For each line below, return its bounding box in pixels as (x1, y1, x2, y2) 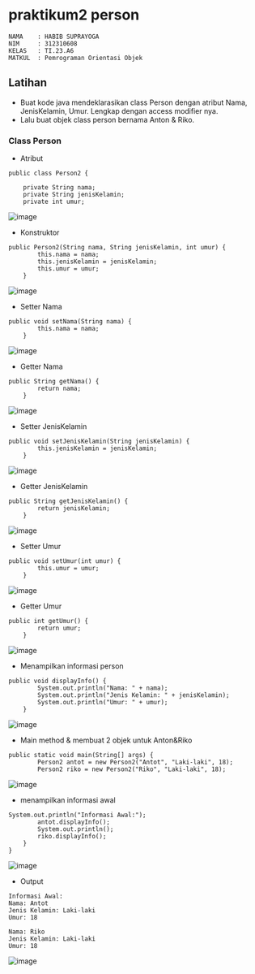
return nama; (37, 384, 82, 393)
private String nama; (23, 184, 96, 192)
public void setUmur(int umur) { (8, 557, 121, 565)
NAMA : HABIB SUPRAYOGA (8, 32, 100, 41)
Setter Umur (19, 542, 62, 552)
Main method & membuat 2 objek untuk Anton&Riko (19, 735, 193, 745)
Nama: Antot (8, 899, 49, 907)
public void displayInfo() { (8, 677, 107, 686)
